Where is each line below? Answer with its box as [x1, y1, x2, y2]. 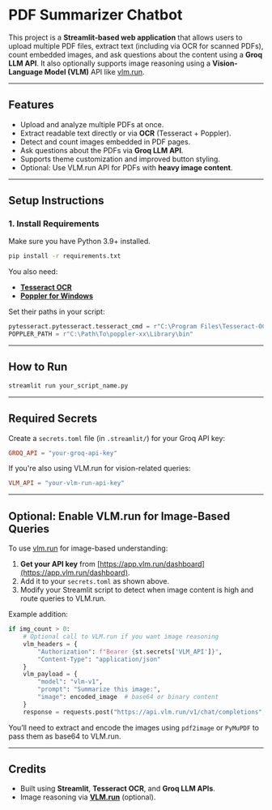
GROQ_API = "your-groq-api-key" [8, 448, 117, 457]
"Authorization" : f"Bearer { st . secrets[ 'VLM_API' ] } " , [37, 647, 223, 656]
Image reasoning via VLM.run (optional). [19, 792, 156, 802]
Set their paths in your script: [8, 306, 105, 317]
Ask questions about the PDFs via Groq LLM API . [19, 145, 184, 155]
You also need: [8, 267, 58, 276]
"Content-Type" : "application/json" [37, 655, 161, 663]
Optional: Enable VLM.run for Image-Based [8, 509, 231, 523]
